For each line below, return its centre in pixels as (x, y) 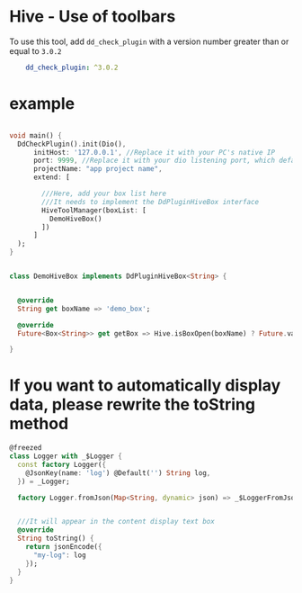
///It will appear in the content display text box (116, 522)
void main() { (36, 135)
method (39, 424)
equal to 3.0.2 (36, 50)
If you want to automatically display (145, 386)
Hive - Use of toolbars (93, 17)
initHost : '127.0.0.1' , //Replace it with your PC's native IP (154, 152)
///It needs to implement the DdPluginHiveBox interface (150, 202)
